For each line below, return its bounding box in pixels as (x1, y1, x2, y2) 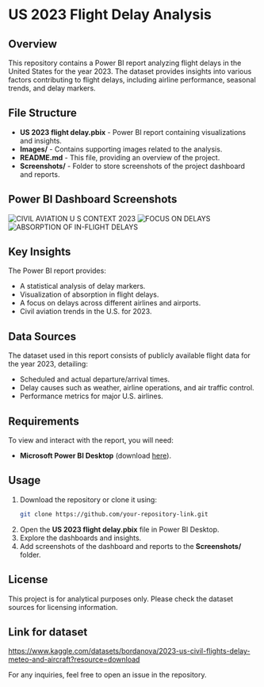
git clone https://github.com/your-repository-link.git (19, 510, 209, 518)
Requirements (8, 414, 79, 428)
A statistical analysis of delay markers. (19, 282, 146, 291)
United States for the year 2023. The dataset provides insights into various (8, 67, 252, 76)
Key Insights (8, 245, 71, 259)
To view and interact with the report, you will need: (8, 436, 174, 445)
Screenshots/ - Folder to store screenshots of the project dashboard (19, 161, 246, 171)
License (8, 573, 48, 586)
